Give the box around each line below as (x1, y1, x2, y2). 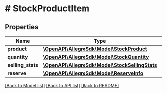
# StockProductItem (5, 3, 90, 14)
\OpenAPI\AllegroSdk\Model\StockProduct (43, 46, 147, 52)
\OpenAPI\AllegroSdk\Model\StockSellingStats (43, 62, 157, 68)
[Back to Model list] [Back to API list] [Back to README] (5, 83, 119, 88)
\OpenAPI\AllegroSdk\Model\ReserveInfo (43, 70, 144, 77)
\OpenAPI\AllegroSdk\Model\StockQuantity (43, 54, 149, 60)
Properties (5, 23, 39, 31)
